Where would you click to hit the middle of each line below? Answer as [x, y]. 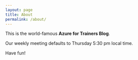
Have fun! [15, 53]
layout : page [19, 10]
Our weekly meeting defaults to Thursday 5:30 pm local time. [69, 43]
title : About [19, 15]
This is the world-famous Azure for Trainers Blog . [58, 34]
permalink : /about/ [26, 19]
